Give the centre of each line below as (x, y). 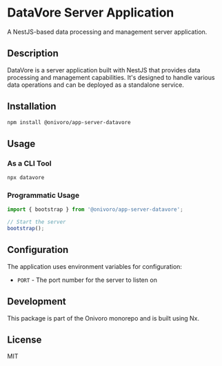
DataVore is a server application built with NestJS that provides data (104, 70)
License (24, 339)
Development (37, 302)
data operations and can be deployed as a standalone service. (95, 85)
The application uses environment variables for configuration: (95, 266)
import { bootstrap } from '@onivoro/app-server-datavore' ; (95, 210)
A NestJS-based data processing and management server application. (107, 32)
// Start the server (37, 222)
